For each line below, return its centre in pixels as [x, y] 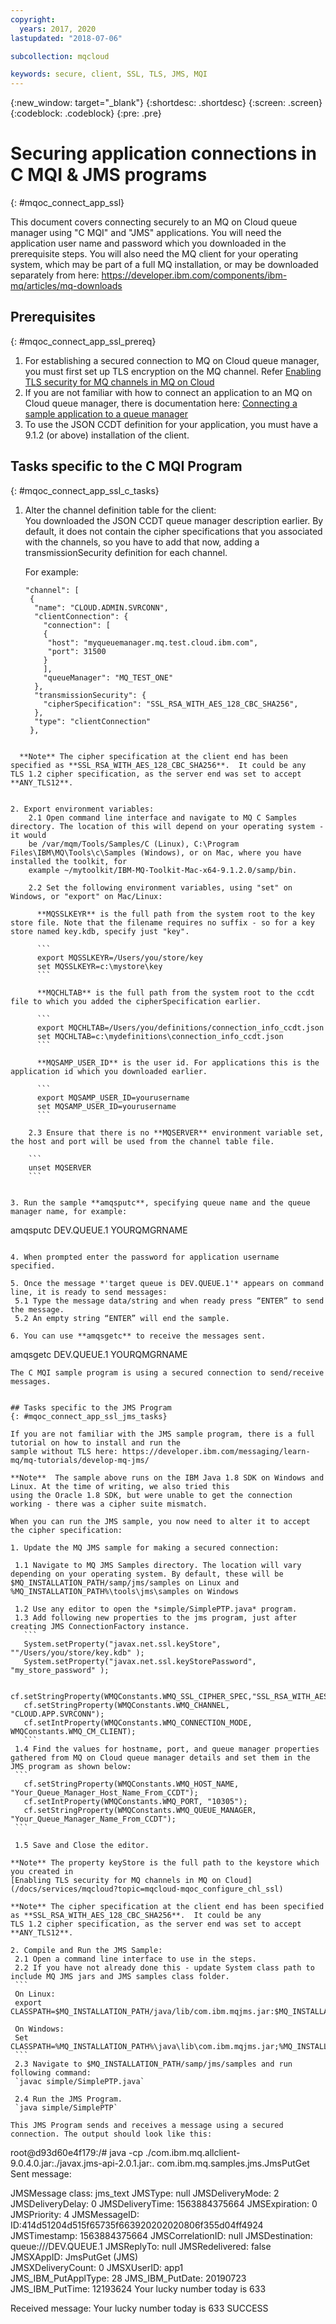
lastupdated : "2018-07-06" [66, 38]
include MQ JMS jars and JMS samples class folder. [120, 1976]
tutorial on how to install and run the [96, 1442]
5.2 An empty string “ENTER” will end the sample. [122, 1318]
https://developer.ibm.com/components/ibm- [194, 275]
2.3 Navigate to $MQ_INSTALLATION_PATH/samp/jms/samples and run [153, 2064]
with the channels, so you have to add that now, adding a [142, 542]
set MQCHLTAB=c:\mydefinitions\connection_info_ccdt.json [160, 1036]
